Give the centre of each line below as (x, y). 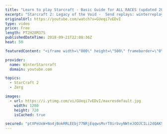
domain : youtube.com (31, 69)
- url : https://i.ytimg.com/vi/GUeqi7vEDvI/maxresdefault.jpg (75, 101)
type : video (17, 24)
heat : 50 (14, 42)
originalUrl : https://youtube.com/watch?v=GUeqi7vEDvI (63, 19)
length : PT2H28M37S (25, 33)
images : (13, 96)
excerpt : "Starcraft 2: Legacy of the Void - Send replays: (70, 14)
